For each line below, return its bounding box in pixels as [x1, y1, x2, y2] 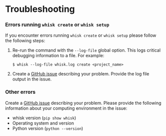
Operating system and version [12, 120, 74, 126]
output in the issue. [12, 76, 52, 82]
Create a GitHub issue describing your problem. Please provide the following [5, 100, 162, 106]
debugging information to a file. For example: [12, 53, 105, 59]
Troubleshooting [5, 3, 75, 15]
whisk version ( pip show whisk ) [12, 115, 76, 121]
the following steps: [5, 38, 46, 44]
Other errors [5, 88, 36, 95]
